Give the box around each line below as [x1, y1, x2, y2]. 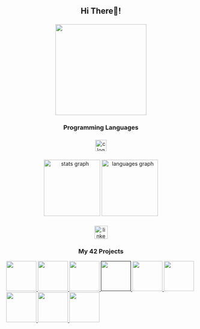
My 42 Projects [77, 247, 124, 255]
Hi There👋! [80, 6, 121, 16]
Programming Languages [62, 124, 139, 132]
